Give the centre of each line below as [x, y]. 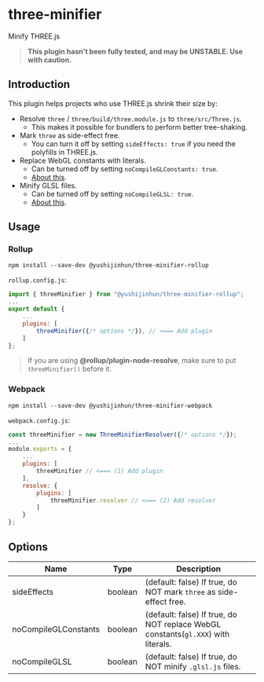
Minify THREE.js [34, 36]
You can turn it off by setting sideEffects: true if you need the [133, 144]
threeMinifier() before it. [70, 369]
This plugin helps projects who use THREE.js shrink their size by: [113, 103]
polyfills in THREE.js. [64, 152]
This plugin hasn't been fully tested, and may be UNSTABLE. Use [135, 51]
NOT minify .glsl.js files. [193, 666]
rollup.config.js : [37, 280]
